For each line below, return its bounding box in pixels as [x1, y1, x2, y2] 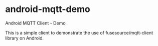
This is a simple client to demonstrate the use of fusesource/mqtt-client [5, 29, 153, 35]
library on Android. [5, 35, 44, 41]
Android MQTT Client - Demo [5, 20, 66, 26]
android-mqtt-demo [5, 3, 90, 15]
